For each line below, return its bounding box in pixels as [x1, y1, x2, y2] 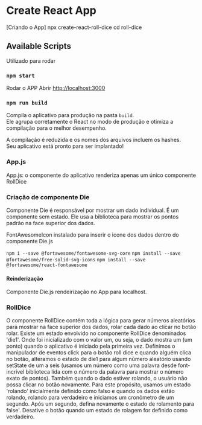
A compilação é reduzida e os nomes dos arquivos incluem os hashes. [6, 136, 181, 144]
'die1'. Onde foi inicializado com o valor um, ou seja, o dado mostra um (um [6, 336, 193, 344]
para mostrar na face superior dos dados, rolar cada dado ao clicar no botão [6, 324, 197, 331]
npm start [6, 72, 35, 79]
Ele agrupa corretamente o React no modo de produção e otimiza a [6, 118, 174, 126]
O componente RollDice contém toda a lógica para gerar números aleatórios [6, 317, 195, 324]
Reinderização [6, 275, 43, 282]
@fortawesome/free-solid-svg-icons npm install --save [6, 257, 146, 263]
